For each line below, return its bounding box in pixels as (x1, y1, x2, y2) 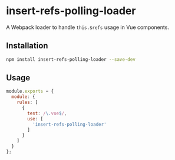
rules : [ (16, 99, 38, 106)
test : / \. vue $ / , (27, 110, 67, 116)
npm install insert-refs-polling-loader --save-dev (6, 56, 136, 63)
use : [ (27, 116, 44, 122)
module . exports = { (6, 89, 54, 94)
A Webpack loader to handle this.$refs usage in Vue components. (6, 24, 170, 31)
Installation (6, 41, 48, 51)
